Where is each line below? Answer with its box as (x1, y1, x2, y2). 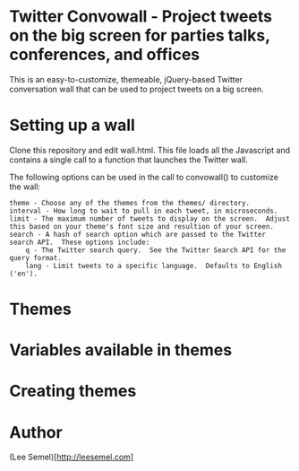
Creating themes (9, 381, 137, 401)
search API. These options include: (9, 238, 150, 247)
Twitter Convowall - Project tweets (9, 6, 273, 27)
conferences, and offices (9, 45, 201, 65)
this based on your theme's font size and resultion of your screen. (9, 222, 275, 231)
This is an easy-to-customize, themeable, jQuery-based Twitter (9, 74, 243, 84)
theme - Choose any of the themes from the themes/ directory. (9, 198, 251, 207)
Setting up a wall (9, 115, 136, 135)
